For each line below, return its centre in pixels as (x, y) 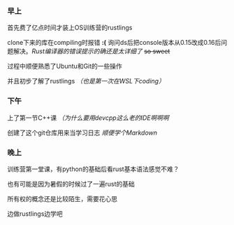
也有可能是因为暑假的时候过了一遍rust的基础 (71, 184)
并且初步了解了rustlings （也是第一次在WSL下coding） (86, 81)
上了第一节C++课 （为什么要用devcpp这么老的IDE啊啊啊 (88, 118)
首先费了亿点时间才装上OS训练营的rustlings (70, 28)
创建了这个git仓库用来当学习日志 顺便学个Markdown (82, 132)
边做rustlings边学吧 (35, 213)
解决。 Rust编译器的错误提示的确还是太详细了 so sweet (92, 51)
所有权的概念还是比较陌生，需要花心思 (62, 198)
